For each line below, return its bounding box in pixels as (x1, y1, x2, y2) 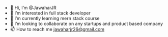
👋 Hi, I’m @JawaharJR (10, 5, 57, 10)
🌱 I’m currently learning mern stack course (10, 15, 100, 21)
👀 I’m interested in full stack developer (10, 10, 91, 16)
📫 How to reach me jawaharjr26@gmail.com (10, 26, 105, 32)
